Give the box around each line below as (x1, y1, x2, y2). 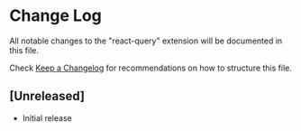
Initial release (22, 112, 72, 123)
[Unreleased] (9, 89, 86, 104)
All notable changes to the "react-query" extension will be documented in (9, 35, 283, 46)
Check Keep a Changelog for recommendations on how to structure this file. (9, 62, 293, 73)
